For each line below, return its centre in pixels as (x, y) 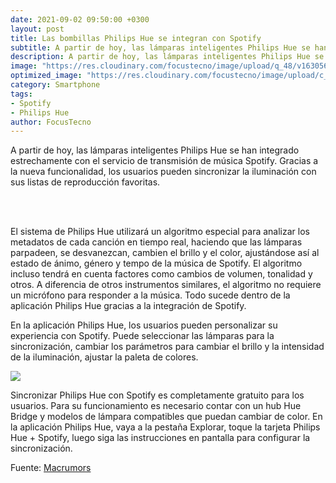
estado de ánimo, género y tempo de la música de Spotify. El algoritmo (156, 263)
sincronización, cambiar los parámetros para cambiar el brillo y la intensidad (167, 347)
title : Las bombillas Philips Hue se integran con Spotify (136, 38)
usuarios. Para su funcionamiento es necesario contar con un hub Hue (156, 406)
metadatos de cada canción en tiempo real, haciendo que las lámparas (156, 242)
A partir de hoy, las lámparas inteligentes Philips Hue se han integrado (155, 150)
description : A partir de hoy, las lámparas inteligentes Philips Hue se (167, 57)
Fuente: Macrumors (51, 468)
